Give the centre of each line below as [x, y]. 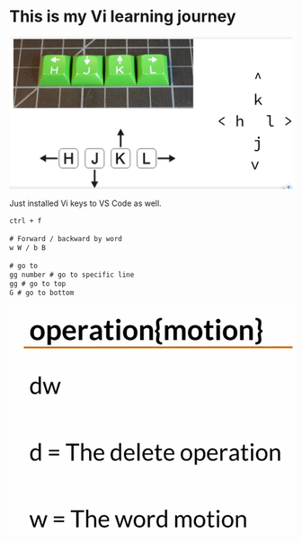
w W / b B [28, 248]
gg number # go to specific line [72, 275]
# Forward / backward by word [66, 239]
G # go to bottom [42, 293]
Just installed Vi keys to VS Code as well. [85, 203]
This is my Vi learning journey [123, 17]
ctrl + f [26, 221]
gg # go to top [38, 284]
